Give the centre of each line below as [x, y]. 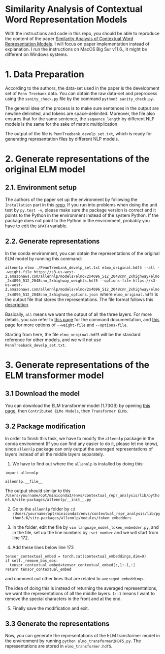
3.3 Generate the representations [57, 624]
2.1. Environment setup [41, 187]
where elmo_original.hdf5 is [129, 294]
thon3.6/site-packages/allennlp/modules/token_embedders [72, 518]
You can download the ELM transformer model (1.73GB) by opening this [78, 405]
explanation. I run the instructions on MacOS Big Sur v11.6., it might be [76, 49]
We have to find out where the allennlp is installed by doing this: [78, 463]
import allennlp [22, 473]
